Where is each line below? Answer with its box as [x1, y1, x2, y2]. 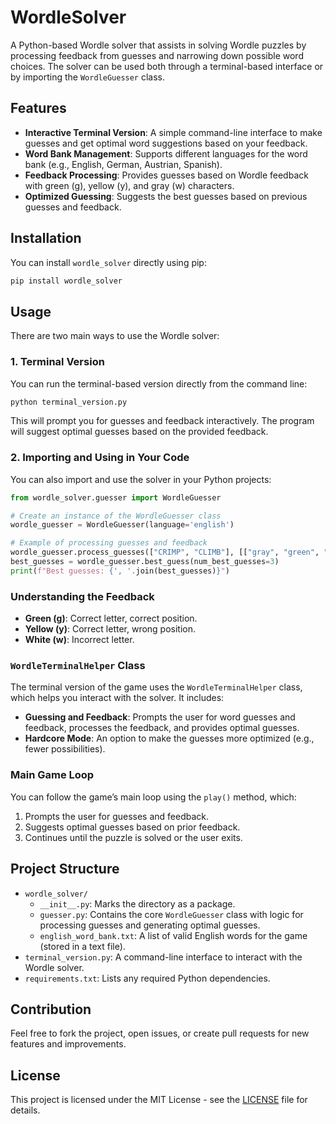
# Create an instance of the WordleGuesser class [10, 511, 222, 521]
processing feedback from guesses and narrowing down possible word [10, 49, 304, 61]
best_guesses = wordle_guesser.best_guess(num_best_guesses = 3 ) [10, 557, 280, 567]
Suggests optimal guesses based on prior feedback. [24, 821, 241, 833]
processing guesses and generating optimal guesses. [39, 919, 261, 931]
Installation [10, 230, 82, 247]
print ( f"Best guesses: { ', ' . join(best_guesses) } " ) [10, 566, 230, 576]
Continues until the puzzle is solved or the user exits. [24, 831, 243, 843]
